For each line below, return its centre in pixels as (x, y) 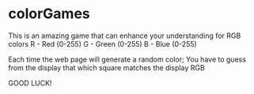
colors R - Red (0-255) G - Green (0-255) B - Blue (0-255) (103, 43)
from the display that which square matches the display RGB (107, 67)
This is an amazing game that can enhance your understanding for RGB (125, 36)
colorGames (49, 14)
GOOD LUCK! (30, 83)
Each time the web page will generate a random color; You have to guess (127, 59)
